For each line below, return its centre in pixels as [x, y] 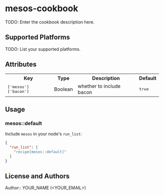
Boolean [63, 89]
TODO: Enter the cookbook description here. [50, 22]
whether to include [99, 86]
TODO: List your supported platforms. [43, 49]
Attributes [21, 65]
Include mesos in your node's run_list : [43, 134]
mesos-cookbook [42, 9]
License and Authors [37, 176]
